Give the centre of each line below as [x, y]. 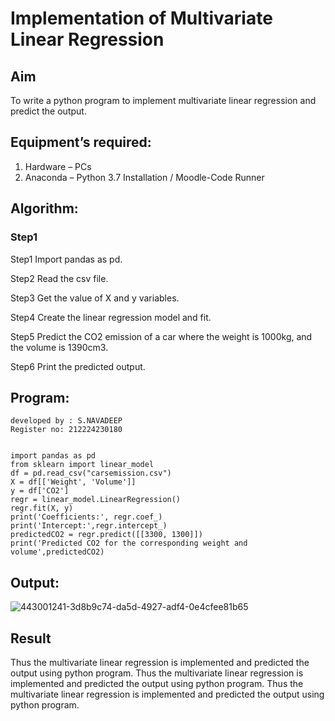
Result [31, 638]
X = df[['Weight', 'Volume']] [73, 482]
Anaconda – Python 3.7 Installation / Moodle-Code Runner [144, 177]
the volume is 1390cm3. [59, 347]
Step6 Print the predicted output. [78, 366]
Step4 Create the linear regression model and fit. [111, 317]
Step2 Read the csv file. [59, 278]
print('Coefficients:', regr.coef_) [86, 517]
